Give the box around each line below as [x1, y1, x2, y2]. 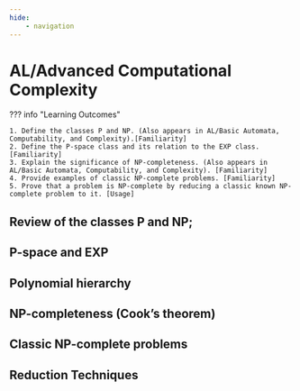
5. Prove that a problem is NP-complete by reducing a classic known [9, 182, 277, 191]
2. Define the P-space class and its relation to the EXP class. [9, 142, 259, 151]
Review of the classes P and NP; [9, 214, 194, 230]
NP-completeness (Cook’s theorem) [9, 306, 216, 321]
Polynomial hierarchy [9, 276, 132, 291]
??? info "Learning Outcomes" [9, 109, 121, 120]
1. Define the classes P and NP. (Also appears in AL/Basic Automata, [9, 127, 280, 136]
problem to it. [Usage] [45, 190, 135, 199]
